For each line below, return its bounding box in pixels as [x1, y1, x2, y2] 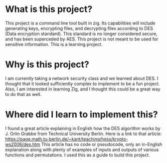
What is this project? [5, 3, 93, 15]
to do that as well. [5, 91, 42, 97]
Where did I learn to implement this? [5, 109, 158, 120]
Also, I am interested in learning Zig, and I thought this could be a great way [5, 86, 161, 92]
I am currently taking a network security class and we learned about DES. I [5, 75, 159, 81]
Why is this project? [5, 59, 90, 70]
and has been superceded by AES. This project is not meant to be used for [5, 36, 159, 42]
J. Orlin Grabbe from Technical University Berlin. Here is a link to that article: [5, 130, 162, 136]
